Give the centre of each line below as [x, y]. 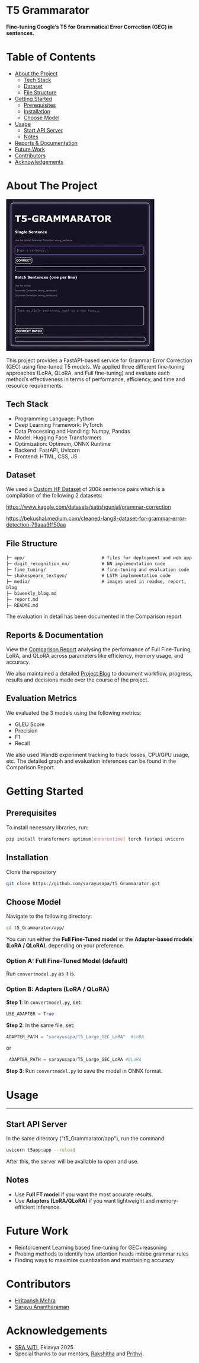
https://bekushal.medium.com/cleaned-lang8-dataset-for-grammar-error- [97, 519]
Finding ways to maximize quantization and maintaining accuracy [94, 1260]
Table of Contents [51, 57]
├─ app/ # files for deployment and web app [99, 558]
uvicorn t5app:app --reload [41, 1150]
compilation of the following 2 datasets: [54, 496]
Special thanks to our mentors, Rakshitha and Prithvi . [79, 1354]
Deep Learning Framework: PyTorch [59, 424]
